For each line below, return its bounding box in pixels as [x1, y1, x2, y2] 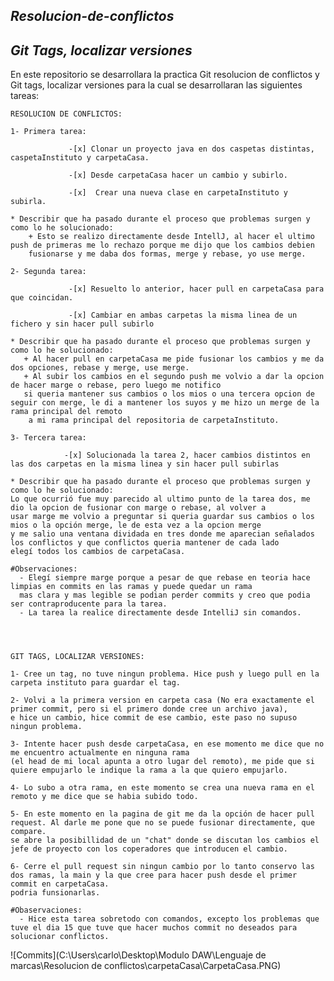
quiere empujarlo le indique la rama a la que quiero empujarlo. [10, 765, 288, 776]
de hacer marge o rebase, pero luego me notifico [10, 380, 222, 391]
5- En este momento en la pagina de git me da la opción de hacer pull [10, 809, 315, 819]
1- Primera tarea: [10, 127, 87, 137]
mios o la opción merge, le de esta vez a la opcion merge [10, 520, 262, 531]
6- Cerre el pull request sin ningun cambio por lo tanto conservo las [10, 862, 315, 872]
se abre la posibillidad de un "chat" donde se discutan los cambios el [10, 835, 320, 846]
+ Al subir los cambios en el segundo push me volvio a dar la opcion [23, 372, 325, 382]
